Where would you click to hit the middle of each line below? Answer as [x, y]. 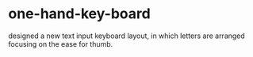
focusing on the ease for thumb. [61, 44]
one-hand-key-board [79, 14]
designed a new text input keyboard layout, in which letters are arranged [127, 36]
